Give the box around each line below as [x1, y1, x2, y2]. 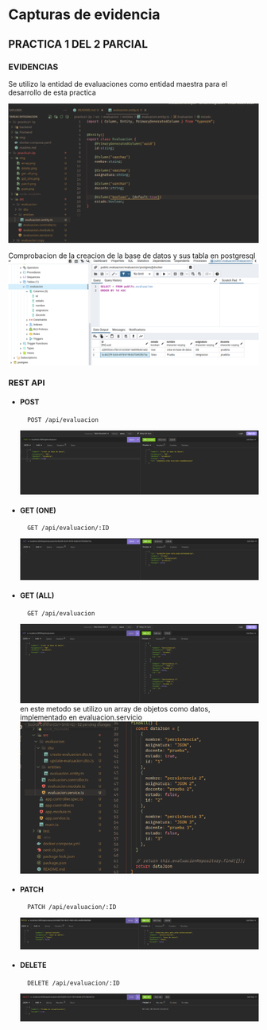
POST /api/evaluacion [27, 416, 99, 423]
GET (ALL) [19, 591, 55, 600]
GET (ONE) [19, 505, 56, 515]
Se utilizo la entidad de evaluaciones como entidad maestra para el [8, 79, 228, 88]
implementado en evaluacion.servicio [19, 712, 143, 722]
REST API [8, 377, 45, 388]
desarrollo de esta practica [8, 88, 97, 97]
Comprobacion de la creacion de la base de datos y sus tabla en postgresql [8, 251, 256, 260]
